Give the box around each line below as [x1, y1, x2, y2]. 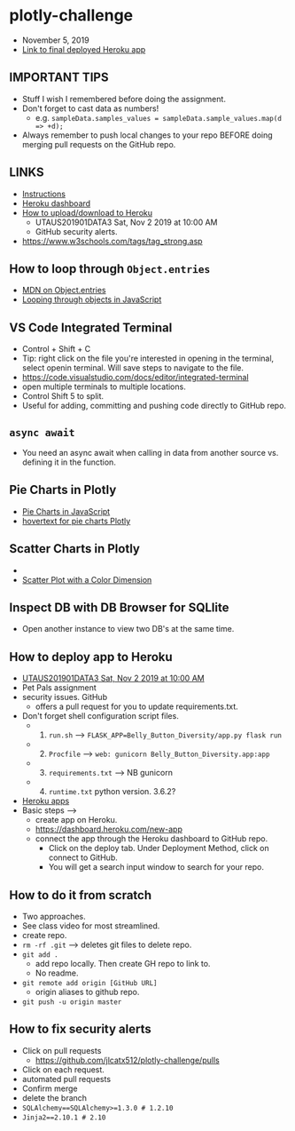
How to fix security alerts [9, 1022, 152, 1037]
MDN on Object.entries [21, 285, 106, 296]
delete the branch [21, 1092, 87, 1103]
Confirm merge [21, 1083, 78, 1094]
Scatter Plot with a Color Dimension [21, 574, 152, 585]
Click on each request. [21, 1063, 105, 1075]
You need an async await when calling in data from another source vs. [21, 448, 279, 458]
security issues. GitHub [21, 692, 108, 703]
